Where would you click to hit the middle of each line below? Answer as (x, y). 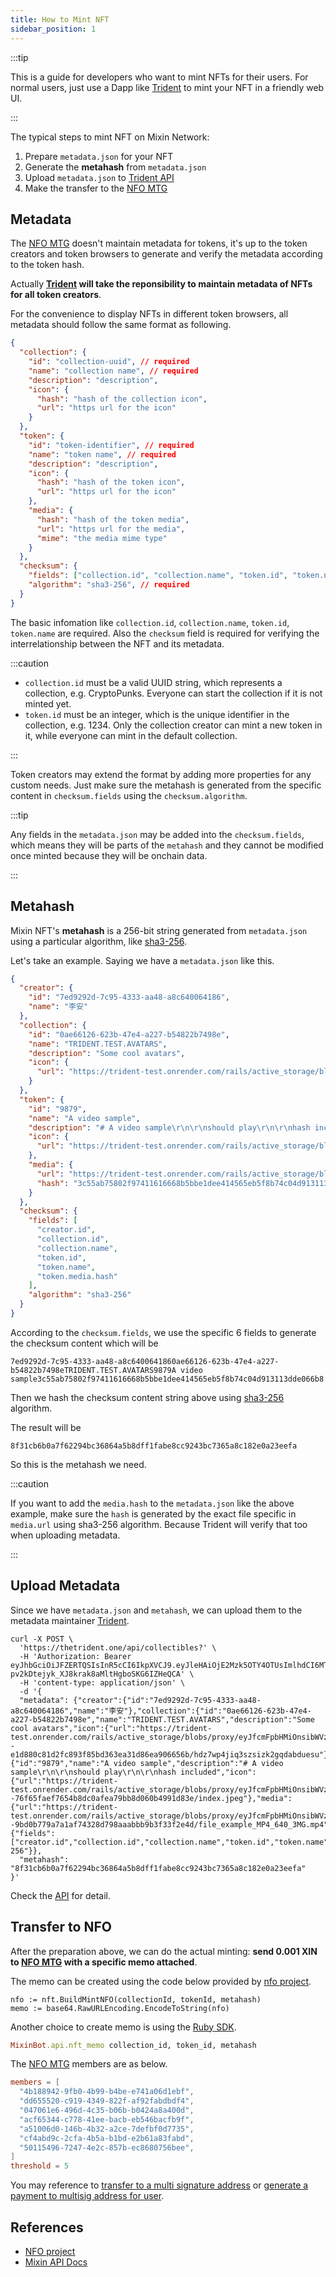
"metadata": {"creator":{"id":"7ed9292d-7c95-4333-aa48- (140, 1700)
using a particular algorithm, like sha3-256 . (99, 941)
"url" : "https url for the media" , (111, 529)
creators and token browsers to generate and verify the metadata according (166, 254)
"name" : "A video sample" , (84, 1118)
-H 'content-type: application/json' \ (102, 1682)
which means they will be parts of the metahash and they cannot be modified (167, 845)
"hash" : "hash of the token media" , (113, 519)
